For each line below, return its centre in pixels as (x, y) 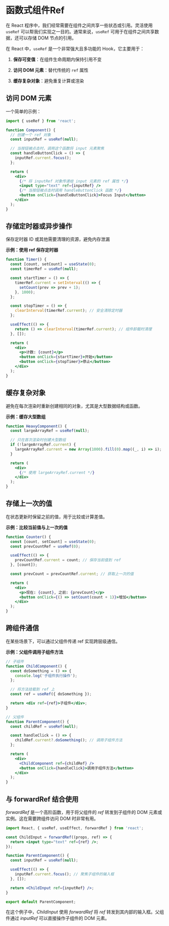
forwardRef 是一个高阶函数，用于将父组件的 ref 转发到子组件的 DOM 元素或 (84, 812)
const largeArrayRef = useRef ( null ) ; (50, 431)
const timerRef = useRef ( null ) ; (44, 269)
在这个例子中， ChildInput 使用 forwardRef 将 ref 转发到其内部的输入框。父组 (85, 912)
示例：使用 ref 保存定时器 (32, 250)
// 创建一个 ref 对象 (31, 135)
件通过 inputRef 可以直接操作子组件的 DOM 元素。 (58, 918)
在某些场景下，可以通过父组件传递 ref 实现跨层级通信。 (63, 641)
